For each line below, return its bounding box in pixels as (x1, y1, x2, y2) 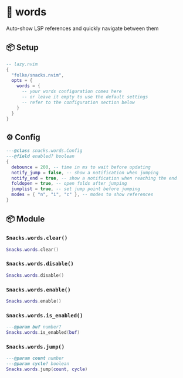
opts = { (11, 78, 33, 84)
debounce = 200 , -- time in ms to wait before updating (11, 164, 151, 170)
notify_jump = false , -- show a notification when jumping (11, 170, 159, 175)
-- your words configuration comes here (21, 88, 122, 95)
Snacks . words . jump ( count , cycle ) (6, 366, 88, 372)
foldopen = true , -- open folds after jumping (11, 181, 127, 187)
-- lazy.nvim (6, 61, 38, 67)
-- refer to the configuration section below (21, 100, 135, 105)
